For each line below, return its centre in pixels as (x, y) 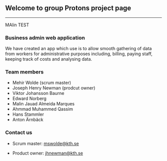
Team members (24, 72)
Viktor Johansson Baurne (38, 93)
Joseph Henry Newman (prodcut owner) (54, 88)
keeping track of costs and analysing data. (49, 59)
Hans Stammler (28, 114)
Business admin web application (45, 38)
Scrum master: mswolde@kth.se (45, 143)
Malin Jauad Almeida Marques (43, 104)
